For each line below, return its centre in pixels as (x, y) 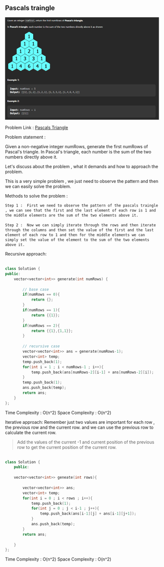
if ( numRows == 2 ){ (41, 326)
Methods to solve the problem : (36, 196)
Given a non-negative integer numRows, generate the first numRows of (77, 147)
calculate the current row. (31, 432)
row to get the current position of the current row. (67, 447)
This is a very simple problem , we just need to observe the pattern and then (82, 181)
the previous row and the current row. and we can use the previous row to (79, 427)
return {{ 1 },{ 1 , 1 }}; (52, 331)
